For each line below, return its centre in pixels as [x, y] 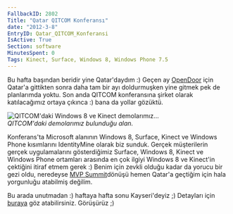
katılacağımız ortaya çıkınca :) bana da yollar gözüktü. [85, 102]
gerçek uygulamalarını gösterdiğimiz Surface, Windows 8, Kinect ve [106, 151]
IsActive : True [30, 40]
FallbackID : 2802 [33, 14]
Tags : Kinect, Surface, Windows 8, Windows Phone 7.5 [88, 60]
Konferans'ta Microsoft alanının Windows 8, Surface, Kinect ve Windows [112, 137]
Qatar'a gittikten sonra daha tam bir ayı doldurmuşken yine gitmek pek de [114, 87]
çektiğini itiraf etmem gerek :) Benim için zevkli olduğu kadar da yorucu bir [115, 167]
